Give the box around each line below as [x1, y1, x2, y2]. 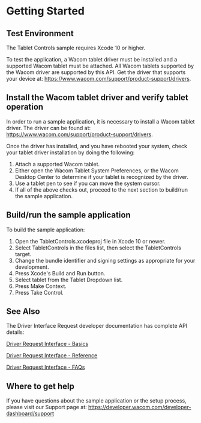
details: [6, 328, 25, 336]
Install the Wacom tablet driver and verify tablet [6, 92, 189, 103]
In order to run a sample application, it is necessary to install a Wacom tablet [6, 117, 195, 125]
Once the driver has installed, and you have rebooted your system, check [6, 142, 188, 149]
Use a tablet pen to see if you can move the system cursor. [14, 180, 161, 187]
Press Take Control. [14, 289, 64, 296]
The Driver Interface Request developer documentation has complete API [6, 322, 188, 330]
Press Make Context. [14, 282, 67, 290]
